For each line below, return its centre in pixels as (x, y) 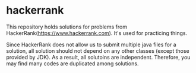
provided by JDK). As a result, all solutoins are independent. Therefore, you (98, 57)
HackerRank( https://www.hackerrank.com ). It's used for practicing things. (97, 33)
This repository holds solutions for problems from (67, 27)
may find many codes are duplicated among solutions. (72, 64)
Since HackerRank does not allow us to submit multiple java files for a (91, 45)
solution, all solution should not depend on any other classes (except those (98, 50)
